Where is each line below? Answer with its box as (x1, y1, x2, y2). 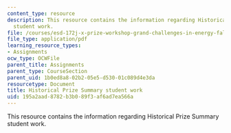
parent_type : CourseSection (7, 68, 88, 74)
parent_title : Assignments (7, 61, 85, 68)
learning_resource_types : (7, 42, 81, 49)
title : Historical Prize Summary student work (7, 87, 143, 94)
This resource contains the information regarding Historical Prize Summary (7, 112, 219, 121)
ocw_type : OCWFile (7, 55, 60, 62)
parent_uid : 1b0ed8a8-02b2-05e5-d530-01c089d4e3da (7, 74, 155, 81)
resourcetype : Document (7, 81, 76, 88)
